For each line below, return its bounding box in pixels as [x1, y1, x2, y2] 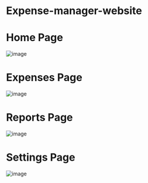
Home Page [6, 31, 63, 45]
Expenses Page [6, 71, 83, 84]
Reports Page [6, 111, 73, 124]
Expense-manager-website [6, 4, 142, 18]
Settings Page [6, 151, 75, 164]
